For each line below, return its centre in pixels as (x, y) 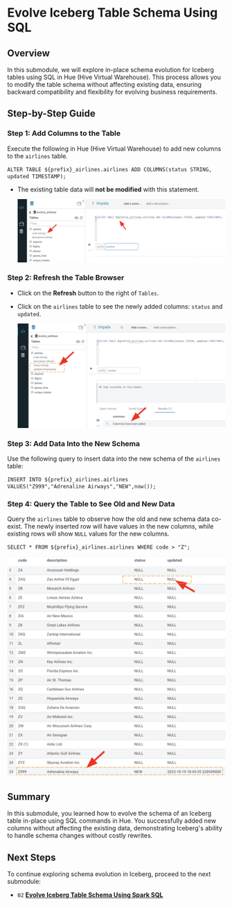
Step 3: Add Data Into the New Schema (74, 443)
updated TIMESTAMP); (37, 176)
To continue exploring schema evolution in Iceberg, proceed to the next (109, 874)
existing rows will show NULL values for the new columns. (88, 534)
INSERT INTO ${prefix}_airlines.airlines (68, 480)
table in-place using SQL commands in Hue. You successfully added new (112, 821)
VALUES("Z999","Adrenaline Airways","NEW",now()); (82, 487)
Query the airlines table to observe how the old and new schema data (108, 519)
